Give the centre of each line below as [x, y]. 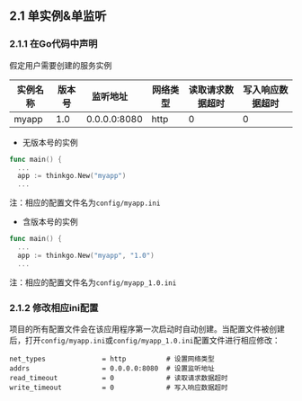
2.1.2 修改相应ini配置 [54, 307]
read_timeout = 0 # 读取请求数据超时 [119, 378]
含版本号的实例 [50, 222]
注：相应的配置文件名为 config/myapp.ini [85, 203]
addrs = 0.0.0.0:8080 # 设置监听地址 [112, 368]
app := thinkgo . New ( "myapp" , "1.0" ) [86, 255]
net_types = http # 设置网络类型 [112, 359]
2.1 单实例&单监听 [58, 16]
